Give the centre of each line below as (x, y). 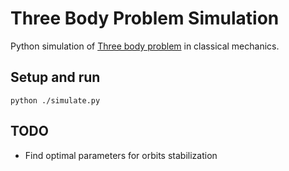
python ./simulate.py (55, 100)
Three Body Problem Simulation (145, 18)
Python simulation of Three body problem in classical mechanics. (145, 46)
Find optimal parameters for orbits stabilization (121, 155)
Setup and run (55, 77)
